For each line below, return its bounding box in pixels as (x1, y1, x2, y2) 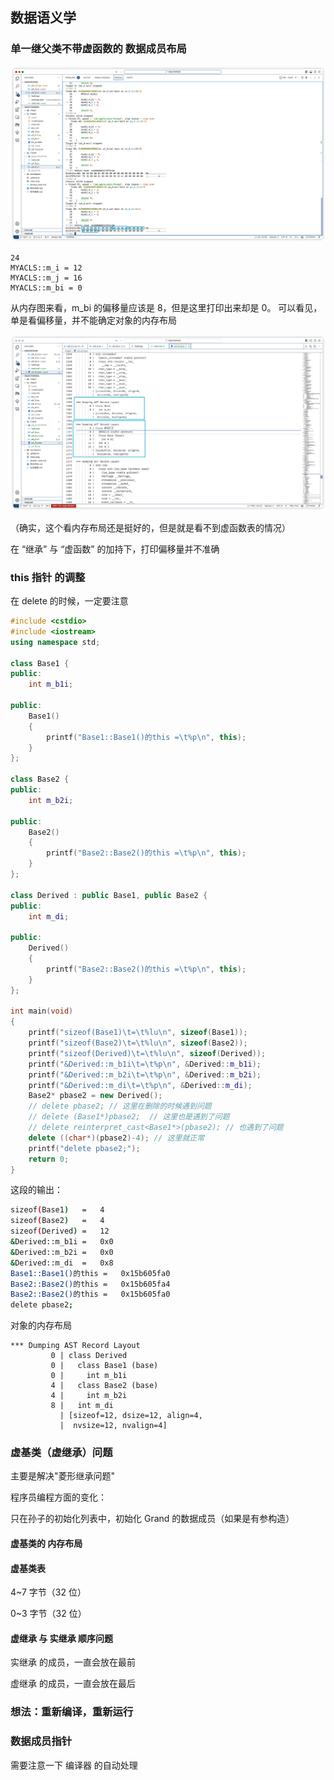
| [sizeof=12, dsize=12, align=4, (59, 1411, 203, 1421)
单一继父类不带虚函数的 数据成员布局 (10, 42, 187, 56)
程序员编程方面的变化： (10, 1491, 107, 1503)
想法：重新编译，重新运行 (10, 1705, 134, 1719)
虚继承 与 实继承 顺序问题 (10, 1632, 113, 1644)
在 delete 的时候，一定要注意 (10, 595, 129, 607)
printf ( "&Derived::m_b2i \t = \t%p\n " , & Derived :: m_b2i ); (28, 1069, 262, 1080)
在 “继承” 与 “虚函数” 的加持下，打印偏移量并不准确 (10, 543, 220, 555)
